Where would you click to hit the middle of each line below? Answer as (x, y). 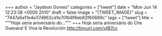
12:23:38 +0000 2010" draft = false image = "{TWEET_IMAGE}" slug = (76, 12)
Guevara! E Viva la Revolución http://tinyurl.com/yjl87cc (62, 28)
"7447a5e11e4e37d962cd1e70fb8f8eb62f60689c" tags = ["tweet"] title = (79, 18)
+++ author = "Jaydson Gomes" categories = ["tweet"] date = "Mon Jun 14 (81, 7)
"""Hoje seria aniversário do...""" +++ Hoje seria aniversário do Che (74, 23)
